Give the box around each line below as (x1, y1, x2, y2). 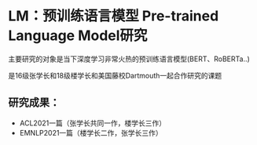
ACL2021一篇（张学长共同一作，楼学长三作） (19, 118, 167, 128)
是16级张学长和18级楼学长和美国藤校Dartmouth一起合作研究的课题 (8, 71, 222, 80)
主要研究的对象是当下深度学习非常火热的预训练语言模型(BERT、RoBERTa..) (8, 54, 250, 63)
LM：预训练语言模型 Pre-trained (8, 7, 219, 25)
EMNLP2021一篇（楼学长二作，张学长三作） (19, 128, 163, 137)
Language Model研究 (8, 27, 148, 45)
